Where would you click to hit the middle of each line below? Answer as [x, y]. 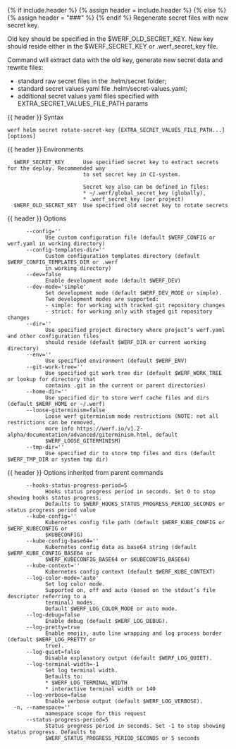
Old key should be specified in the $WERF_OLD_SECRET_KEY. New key [111, 39]
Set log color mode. [75, 584]
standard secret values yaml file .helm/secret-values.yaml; [103, 88]
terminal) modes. [70, 602]
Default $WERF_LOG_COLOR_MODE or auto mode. [111, 609]
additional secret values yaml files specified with [88, 96]
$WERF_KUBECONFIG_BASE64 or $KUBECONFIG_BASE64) [118, 559]
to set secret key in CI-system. [132, 175]
